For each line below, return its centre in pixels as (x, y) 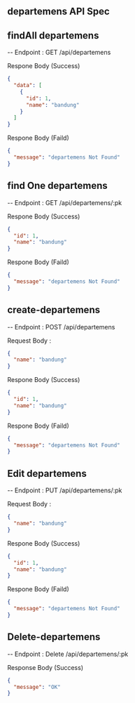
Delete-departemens (54, 637)
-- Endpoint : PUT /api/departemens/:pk (65, 490)
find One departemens (58, 186)
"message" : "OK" (37, 687)
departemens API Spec (58, 12)
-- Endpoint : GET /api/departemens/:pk (65, 202)
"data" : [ (28, 86)
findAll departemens (53, 35)
